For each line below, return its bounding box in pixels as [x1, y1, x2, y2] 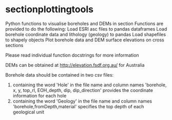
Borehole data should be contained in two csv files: [5, 71, 114, 78]
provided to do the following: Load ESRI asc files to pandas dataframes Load [5, 26, 167, 32]
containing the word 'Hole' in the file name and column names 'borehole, [12, 82, 167, 88]
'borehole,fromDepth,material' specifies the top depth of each [12, 103, 144, 109]
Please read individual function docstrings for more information [5, 52, 140, 58]
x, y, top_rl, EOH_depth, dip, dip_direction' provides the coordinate [12, 87, 153, 93]
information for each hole [12, 92, 67, 99]
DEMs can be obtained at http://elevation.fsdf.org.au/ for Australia [5, 62, 145, 68]
